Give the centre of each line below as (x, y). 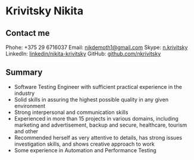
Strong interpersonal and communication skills (71, 112)
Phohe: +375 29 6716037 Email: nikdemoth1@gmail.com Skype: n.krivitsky (97, 47)
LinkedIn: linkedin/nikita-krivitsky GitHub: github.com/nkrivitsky (83, 54)
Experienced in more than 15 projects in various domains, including (96, 118)
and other (26, 131)
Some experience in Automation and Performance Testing (85, 150)
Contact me (28, 33)
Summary (24, 73)
